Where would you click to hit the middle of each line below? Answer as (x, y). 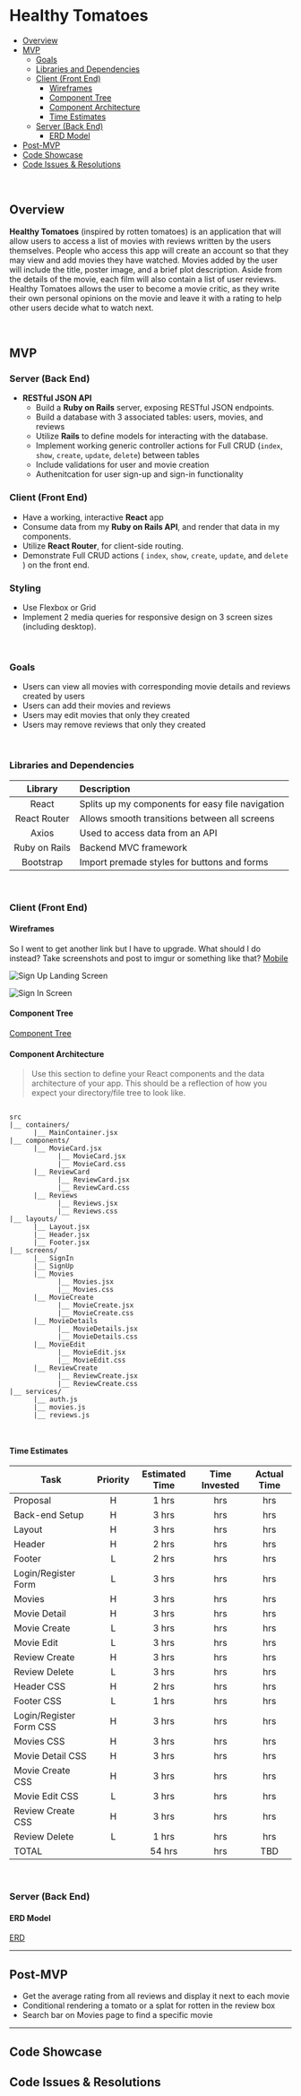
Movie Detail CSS (50, 1756)
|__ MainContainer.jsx (75, 1133)
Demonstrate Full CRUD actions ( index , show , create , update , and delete (155, 555)
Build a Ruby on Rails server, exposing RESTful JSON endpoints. (155, 408)
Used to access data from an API (148, 833)
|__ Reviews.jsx (87, 1204)
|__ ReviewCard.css (93, 1188)
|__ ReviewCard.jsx (93, 1180)
